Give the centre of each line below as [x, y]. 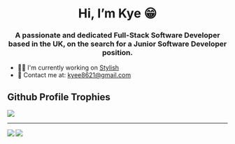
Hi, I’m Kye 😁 [117, 14]
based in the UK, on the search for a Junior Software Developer [117, 44]
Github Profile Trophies [59, 97]
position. [117, 53]
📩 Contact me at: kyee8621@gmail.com [74, 75]
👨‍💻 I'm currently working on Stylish [68, 67]
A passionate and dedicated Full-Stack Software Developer [117, 35]
